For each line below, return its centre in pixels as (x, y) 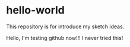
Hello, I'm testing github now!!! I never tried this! (65, 38)
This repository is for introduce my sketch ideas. (65, 26)
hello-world (36, 10)
